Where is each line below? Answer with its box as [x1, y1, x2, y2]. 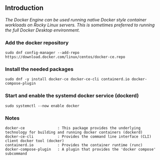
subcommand [5, 151, 27, 156]
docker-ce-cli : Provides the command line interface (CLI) [5, 134, 152, 139]
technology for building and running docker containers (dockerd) [5, 130, 143, 135]
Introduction [5, 4, 44, 12]
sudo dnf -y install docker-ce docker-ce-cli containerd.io [5, 77, 130, 82]
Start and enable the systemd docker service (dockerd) [5, 92, 139, 99]
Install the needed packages [5, 66, 74, 72]
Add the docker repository [5, 39, 69, 46]
